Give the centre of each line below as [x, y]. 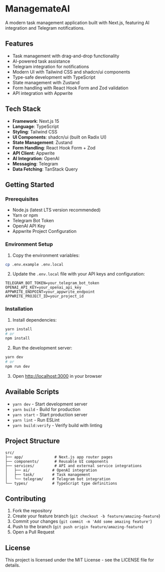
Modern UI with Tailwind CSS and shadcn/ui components [71, 72]
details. [13, 565]
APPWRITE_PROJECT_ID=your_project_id [44, 297]
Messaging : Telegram [35, 164]
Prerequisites [22, 199]
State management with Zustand [46, 82]
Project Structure [32, 441]
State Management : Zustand [42, 142]
